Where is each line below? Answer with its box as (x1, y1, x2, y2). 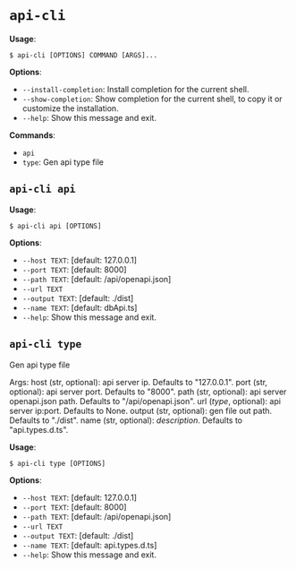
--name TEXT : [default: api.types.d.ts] (21, 539, 157, 550)
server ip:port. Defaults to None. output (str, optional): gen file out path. (9, 405, 273, 416)
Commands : (9, 129, 56, 141)
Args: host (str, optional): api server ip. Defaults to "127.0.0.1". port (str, (9, 376, 268, 387)
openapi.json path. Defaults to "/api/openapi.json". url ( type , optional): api (9, 395, 282, 406)
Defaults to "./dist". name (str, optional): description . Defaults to (9, 415, 243, 426)
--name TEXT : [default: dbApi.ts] (21, 302, 138, 313)
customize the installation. (21, 102, 119, 114)
